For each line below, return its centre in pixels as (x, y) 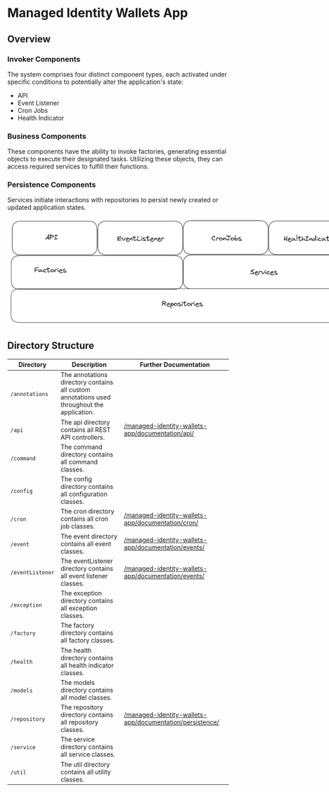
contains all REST (86, 429)
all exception (79, 608)
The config (77, 479)
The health (76, 650)
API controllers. (83, 437)
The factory (78, 626)
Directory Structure (51, 346)
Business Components (47, 136)
